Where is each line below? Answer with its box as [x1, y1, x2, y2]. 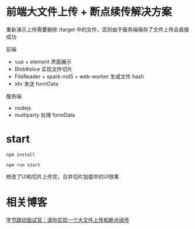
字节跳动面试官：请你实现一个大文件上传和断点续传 [6, 216, 129, 223]
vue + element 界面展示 [14, 58, 72, 65]
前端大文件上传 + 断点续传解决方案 [6, 5, 172, 19]
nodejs [14, 104, 31, 112]
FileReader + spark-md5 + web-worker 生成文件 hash [14, 73, 145, 80]
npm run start [6, 162, 41, 168]
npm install [6, 151, 35, 157]
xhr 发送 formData [14, 80, 59, 87]
